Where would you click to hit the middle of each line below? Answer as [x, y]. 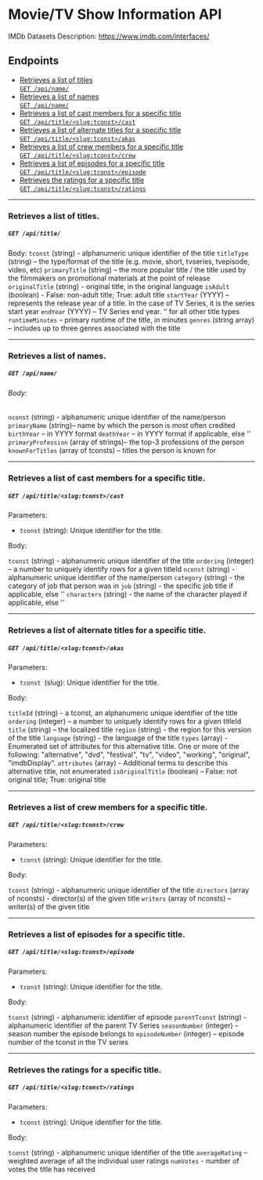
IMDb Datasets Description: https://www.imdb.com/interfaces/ [109, 36]
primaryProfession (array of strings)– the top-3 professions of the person [126, 442]
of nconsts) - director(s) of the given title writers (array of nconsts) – [120, 898]
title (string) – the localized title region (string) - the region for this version [130, 729]
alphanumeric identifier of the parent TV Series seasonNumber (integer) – [123, 1025]
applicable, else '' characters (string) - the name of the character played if [128, 594]
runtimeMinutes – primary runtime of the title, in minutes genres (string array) [131, 320]
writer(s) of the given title [49, 906]
